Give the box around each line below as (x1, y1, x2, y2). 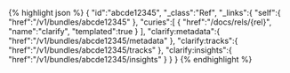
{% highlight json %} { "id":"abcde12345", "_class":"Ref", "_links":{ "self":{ (8, 8, 281, 18)
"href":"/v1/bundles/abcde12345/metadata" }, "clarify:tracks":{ (8, 35, 238, 46)
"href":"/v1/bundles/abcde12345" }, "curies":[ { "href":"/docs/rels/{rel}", (8, 17, 272, 27)
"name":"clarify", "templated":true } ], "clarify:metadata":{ (8, 26, 221, 36)
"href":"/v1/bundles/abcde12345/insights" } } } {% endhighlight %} (8, 55, 253, 64)
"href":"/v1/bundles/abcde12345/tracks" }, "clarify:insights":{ (8, 45, 232, 55)
